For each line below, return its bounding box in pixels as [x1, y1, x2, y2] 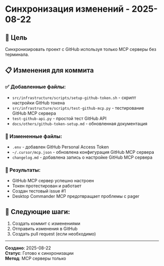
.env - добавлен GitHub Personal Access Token [12, 144, 109, 150]
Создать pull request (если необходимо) [12, 231, 96, 237]
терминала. [5, 51, 29, 57]
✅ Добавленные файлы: [5, 83, 66, 90]
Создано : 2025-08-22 [5, 245, 51, 251]
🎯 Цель [5, 33, 28, 42]
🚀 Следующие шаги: [5, 207, 70, 216]
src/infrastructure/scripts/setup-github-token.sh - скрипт [12, 95, 136, 100]
